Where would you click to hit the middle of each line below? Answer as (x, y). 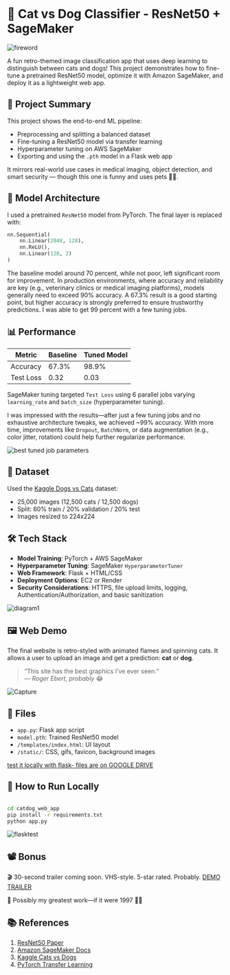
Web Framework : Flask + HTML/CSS (69, 573)
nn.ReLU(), (35, 247)
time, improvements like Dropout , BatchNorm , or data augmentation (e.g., (108, 430)
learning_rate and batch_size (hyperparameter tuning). (86, 401)
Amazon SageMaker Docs (54, 950)
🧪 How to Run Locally (53, 787)
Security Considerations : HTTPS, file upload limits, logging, (102, 588)
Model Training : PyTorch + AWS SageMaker (80, 559)
